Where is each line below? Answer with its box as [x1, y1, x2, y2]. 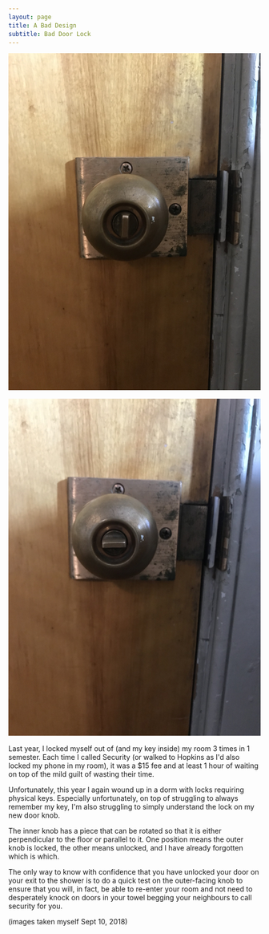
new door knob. [8, 810, 61, 820]
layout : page [8, 13, 52, 21]
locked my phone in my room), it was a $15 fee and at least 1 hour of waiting [8, 761, 259, 770]
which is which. [8, 851, 60, 862]
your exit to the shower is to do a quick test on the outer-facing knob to [8, 875, 243, 886]
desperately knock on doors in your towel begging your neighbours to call [8, 893, 252, 903]
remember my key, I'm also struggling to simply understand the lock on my [8, 802, 255, 812]
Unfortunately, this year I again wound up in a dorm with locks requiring [8, 785, 244, 794]
